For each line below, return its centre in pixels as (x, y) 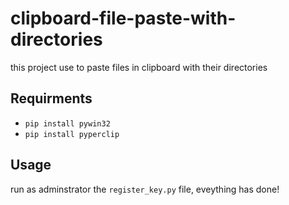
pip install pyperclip (72, 134)
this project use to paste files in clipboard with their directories (139, 67)
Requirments (51, 98)
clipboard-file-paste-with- (123, 18)
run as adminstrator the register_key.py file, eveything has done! (145, 189)
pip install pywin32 (67, 123)
